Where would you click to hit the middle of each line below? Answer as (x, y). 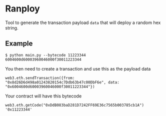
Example (19, 44)
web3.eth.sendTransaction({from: (40, 78)
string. (12, 27)
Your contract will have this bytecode (43, 96)
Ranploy (22, 9)
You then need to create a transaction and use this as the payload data (78, 68)
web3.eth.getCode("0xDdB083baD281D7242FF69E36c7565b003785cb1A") (74, 105)
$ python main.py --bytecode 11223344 (45, 55)
